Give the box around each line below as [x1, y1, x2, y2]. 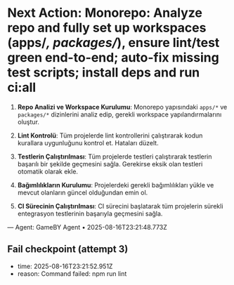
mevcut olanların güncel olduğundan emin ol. [17, 188, 148, 197]
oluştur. [17, 117, 40, 126]
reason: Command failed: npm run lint [17, 269, 127, 278]
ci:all [7, 79, 37, 95]
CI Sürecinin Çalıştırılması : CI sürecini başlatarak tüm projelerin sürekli [17, 201, 223, 210]
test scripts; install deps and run [7, 65, 200, 81]
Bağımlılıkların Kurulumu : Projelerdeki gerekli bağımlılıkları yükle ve [17, 180, 214, 189]
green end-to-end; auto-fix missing [7, 50, 219, 66]
